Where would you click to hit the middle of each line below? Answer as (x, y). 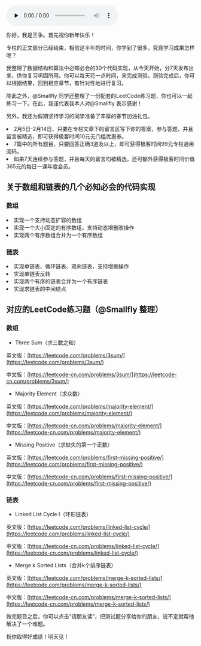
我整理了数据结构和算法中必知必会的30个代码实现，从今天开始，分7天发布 (98, 68)
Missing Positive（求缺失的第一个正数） (64, 445)
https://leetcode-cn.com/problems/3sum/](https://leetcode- (103, 374)
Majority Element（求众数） (49, 394)
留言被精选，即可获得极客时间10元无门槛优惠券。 (67, 136)
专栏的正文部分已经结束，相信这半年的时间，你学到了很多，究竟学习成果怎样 (100, 48)
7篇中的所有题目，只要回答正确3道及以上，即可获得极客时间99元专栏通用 (104, 144)
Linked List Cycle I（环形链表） (53, 514)
